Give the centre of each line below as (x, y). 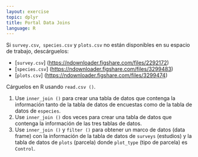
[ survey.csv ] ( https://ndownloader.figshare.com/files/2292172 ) (92, 63)
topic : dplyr (22, 17)
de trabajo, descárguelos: (38, 52)
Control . (25, 149)
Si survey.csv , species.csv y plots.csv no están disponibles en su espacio (98, 45)
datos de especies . (38, 111)
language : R (21, 28)
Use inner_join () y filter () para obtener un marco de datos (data (100, 130)
